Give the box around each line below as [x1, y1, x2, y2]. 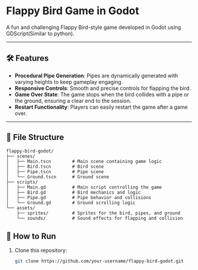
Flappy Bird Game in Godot [6, 4, 140, 18]
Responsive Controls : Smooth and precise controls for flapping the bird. [14, 84, 192, 92]
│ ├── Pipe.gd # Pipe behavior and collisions [6, 194, 151, 200]
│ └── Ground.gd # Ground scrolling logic [6, 200, 136, 206]
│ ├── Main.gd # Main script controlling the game [6, 184, 162, 190]
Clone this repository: [14, 247, 67, 254]
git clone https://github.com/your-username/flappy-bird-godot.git [14, 258, 184, 264]
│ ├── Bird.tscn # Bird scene [6, 164, 104, 170]
